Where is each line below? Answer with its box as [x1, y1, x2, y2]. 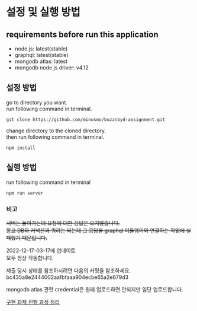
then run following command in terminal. [6, 133, 105, 140]
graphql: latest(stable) [14, 52, 69, 58]
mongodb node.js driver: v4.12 [14, 64, 89, 71]
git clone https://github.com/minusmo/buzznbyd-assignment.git [6, 116, 166, 122]
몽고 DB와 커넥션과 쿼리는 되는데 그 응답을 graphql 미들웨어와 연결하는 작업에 [6, 227, 185, 234]
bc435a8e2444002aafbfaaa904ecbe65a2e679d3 [6, 274, 129, 281]
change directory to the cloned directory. [6, 127, 106, 134]
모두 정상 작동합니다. [6, 254, 54, 261]
